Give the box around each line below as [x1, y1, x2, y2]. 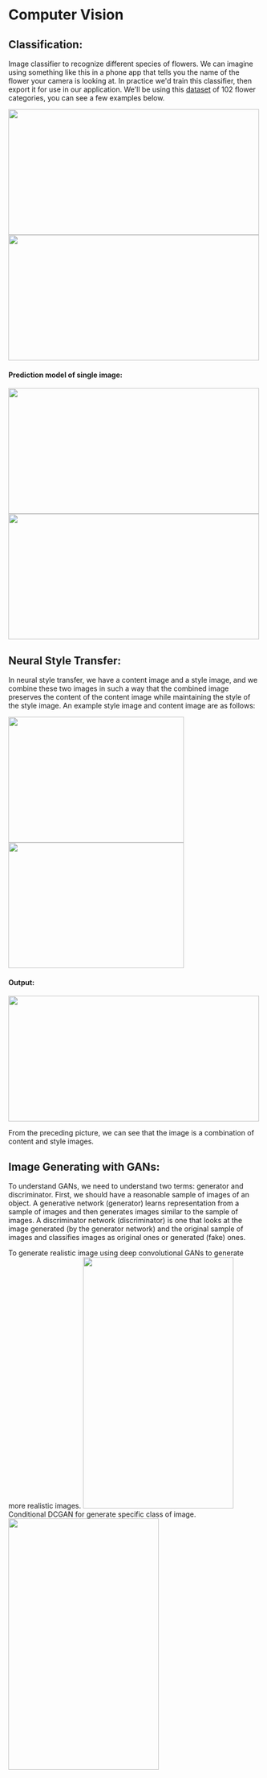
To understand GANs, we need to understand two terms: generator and [8, 1181, 244, 1191]
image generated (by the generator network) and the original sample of [8, 1224, 244, 1234]
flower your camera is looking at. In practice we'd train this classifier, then [8, 76, 253, 85]
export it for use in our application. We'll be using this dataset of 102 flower [8, 84, 257, 94]
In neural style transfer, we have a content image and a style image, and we [8, 675, 258, 685]
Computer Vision [8, 6, 124, 24]
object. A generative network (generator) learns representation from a [8, 1198, 240, 1208]
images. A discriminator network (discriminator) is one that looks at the [8, 1216, 243, 1226]
